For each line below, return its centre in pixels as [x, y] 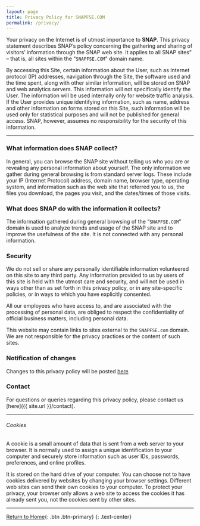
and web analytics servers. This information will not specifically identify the [99, 89]
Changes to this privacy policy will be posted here [68, 371]
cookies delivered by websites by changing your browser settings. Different [99, 481]
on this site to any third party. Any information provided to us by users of [95, 276]
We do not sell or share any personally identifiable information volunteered [98, 269]
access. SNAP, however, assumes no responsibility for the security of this [97, 121]
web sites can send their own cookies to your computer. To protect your [94, 487]
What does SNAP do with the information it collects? [83, 208]
